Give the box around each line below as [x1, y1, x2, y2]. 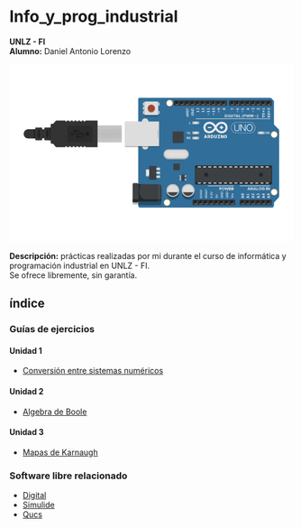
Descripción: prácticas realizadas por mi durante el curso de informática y [9, 250, 287, 261]
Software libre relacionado [9, 469, 128, 482]
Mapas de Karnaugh [22, 447, 98, 458]
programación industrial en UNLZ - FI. [9, 260, 150, 271]
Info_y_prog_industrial [9, 6, 178, 27]
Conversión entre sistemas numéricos [22, 366, 164, 376]
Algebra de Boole [22, 406, 87, 417]
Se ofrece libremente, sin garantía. [9, 269, 138, 281]
